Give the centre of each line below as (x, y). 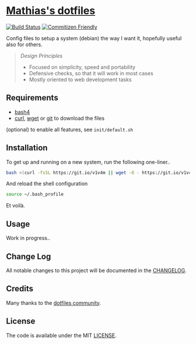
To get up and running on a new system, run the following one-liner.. (88, 162)
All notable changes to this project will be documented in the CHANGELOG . (96, 270)
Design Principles (41, 55)
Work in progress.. (28, 238)
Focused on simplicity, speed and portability (82, 67)
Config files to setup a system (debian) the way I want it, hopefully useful (94, 38)
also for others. (24, 44)
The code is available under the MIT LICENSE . (61, 335)
